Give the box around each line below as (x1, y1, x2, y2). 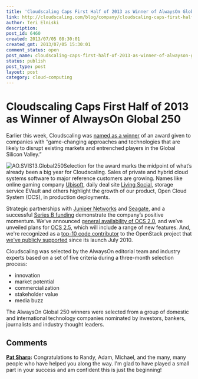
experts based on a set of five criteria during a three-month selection (6, 254, 174, 262)
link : (6, 14, 19, 20)
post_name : (6, 53, 33, 58)
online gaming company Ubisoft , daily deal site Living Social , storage (6, 181, 174, 188)
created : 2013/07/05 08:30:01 (6, 36, 81, 42)
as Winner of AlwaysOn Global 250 (6, 113, 181, 126)
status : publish (6, 58, 46, 64)
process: (6, 260, 28, 267)
